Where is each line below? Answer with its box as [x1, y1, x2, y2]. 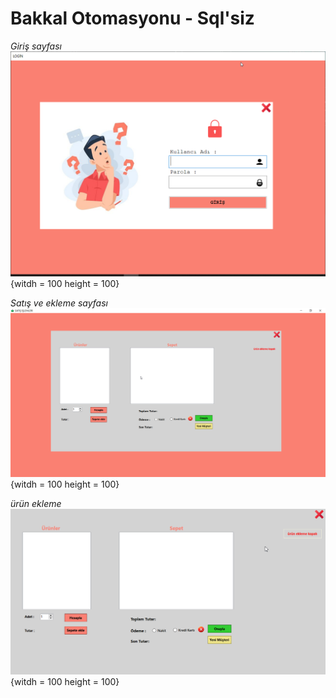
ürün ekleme [10, 498, 62, 510]
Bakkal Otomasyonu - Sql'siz [10, 7, 255, 30]
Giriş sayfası [10, 40, 62, 52]
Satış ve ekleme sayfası [10, 297, 108, 309]
